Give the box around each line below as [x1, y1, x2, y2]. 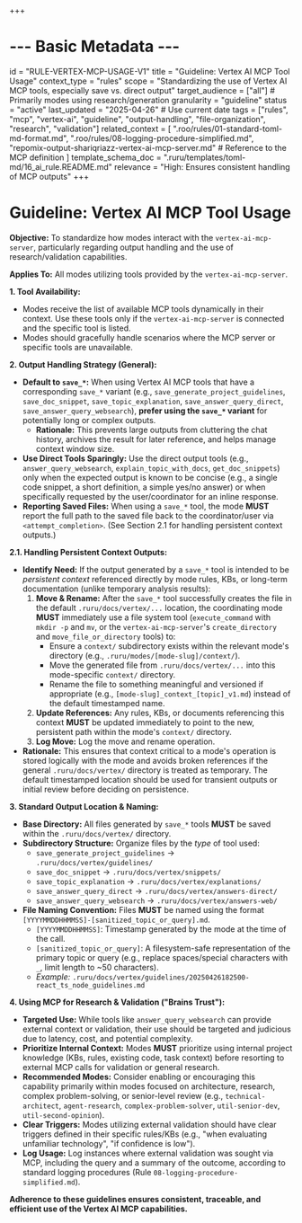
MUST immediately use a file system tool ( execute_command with [35, 612, 271, 623]
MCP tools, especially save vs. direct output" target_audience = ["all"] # [9, 84, 276, 95]
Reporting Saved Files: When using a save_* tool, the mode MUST [22, 501, 270, 511]
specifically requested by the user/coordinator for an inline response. [22, 491, 279, 501]
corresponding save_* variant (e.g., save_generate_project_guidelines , [22, 386, 286, 396]
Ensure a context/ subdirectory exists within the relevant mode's [49, 640, 289, 651]
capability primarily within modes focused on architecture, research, [22, 1080, 276, 1092]
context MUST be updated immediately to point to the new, [35, 716, 254, 728]
